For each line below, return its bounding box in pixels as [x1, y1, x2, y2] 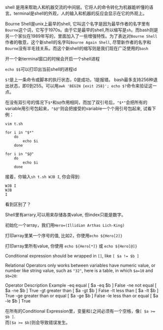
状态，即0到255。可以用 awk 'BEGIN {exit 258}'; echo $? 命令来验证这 [9, 83, 153, 88]
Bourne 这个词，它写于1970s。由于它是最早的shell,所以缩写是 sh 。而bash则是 [5, 27, 159, 33]
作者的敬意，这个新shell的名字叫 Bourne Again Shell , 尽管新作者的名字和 [5, 39, 151, 45]
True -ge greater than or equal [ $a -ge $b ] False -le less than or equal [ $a [5, 293, 159, 299]
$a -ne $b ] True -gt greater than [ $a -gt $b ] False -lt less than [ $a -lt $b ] [5, 288, 159, 293]
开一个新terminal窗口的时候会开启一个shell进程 [5, 56, 100, 61]
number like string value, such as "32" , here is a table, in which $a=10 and [5, 268, 153, 274]
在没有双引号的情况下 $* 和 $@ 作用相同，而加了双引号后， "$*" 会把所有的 [5, 100, 148, 105]
